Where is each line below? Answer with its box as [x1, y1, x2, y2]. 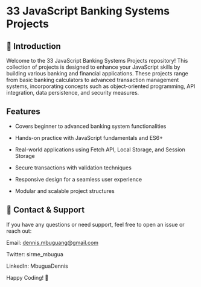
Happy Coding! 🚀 [6, 274, 49, 281]
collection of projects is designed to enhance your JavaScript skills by [6, 63, 180, 71]
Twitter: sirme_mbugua [6, 250, 63, 257]
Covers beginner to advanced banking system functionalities [14, 122, 167, 130]
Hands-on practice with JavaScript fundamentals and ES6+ [14, 134, 164, 141]
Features [6, 107, 40, 117]
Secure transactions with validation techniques [14, 164, 132, 171]
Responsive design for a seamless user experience [14, 175, 142, 183]
